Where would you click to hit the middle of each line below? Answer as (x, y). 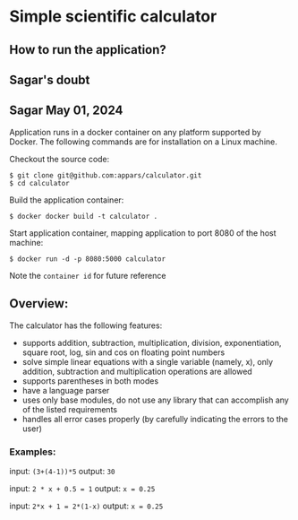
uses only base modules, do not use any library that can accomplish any (155, 400)
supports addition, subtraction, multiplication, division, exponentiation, (152, 342)
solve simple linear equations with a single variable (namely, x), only (148, 361)
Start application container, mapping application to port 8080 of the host (143, 233)
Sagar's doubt (50, 79)
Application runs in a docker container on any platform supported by (135, 132)
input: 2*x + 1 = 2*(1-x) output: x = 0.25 (86, 506)
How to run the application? (88, 50)
